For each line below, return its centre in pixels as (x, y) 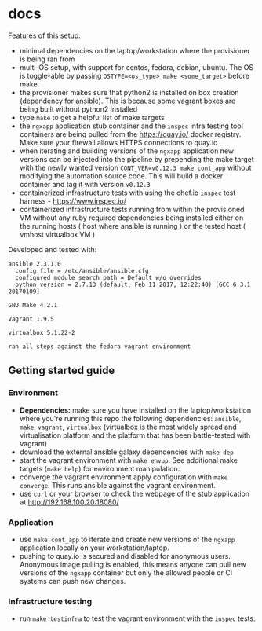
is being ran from (47, 59)
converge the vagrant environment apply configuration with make (124, 477)
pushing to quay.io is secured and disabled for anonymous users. (125, 556)
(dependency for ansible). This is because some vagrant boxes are (127, 101)
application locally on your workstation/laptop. (95, 548)
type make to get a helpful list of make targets (92, 117)
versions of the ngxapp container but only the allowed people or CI (126, 572)
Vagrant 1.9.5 (31, 319)
